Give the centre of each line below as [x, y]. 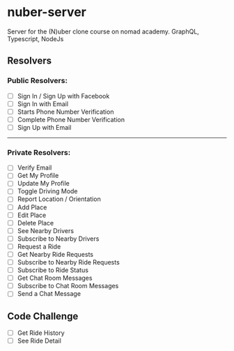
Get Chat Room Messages [55, 278]
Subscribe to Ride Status [53, 270]
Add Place [32, 207]
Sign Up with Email [44, 127]
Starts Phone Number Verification [65, 112]
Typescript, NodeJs [36, 38]
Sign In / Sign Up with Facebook [63, 96]
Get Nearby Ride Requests [55, 254]
